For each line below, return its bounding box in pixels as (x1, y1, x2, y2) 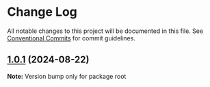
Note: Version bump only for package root (7, 72, 127, 80)
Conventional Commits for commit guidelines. (7, 34, 135, 42)
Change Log (7, 4, 77, 20)
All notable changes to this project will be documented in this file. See (7, 27, 204, 35)
